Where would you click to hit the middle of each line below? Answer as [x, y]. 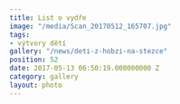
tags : [19, 34]
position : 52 [34, 60]
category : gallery [44, 77]
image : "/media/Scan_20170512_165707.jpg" [90, 26]
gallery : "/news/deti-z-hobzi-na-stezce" [89, 52]
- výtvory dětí [38, 43]
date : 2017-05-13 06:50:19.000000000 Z [85, 69]
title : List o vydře [48, 18]
